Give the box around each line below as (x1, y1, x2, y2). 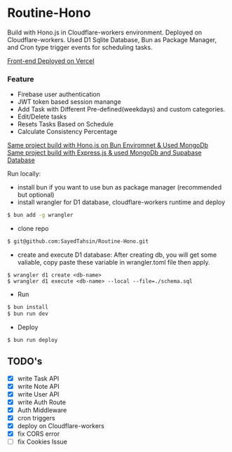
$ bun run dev (7, 310, 49, 317)
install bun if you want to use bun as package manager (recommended (17, 183, 222, 192)
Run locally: (7, 170, 41, 178)
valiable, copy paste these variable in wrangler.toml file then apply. (17, 258, 210, 266)
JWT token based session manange (17, 98, 121, 106)
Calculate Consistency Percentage (17, 128, 118, 136)
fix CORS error (17, 430, 60, 438)
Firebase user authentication (17, 90, 100, 99)
